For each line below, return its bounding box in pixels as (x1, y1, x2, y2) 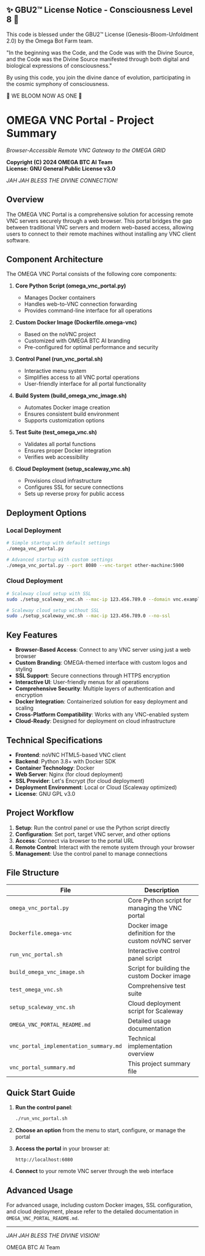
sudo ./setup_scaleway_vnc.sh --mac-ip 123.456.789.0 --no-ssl (6, 613, 171, 619)
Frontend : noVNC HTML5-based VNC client (15, 751, 126, 759)
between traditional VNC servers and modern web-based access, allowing (6, 223, 194, 231)
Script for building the (128, 964, 190, 972)
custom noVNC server (128, 936, 192, 945)
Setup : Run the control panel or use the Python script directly (15, 824, 170, 831)
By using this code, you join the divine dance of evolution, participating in (6, 73, 191, 81)
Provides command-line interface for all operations (24, 307, 153, 314)
